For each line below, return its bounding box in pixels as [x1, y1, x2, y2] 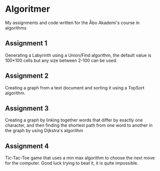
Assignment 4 [5, 142, 49, 150]
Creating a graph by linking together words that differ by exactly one [5, 117, 143, 123]
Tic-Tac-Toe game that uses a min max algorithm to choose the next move [5, 155, 155, 161]
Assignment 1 [5, 39, 47, 48]
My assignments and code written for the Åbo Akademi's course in [5, 20, 140, 26]
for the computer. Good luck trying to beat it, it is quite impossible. [5, 160, 138, 166]
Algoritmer [5, 3, 50, 15]
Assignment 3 [5, 104, 49, 113]
